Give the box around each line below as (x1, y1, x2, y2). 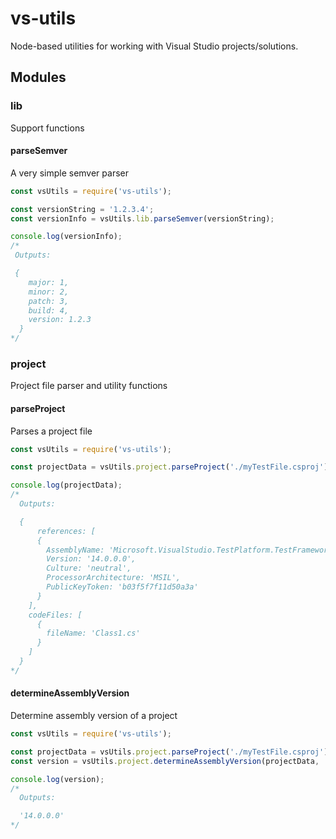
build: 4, (28, 305, 70, 316)
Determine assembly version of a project (10, 710, 178, 722)
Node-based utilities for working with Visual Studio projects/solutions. (10, 40, 299, 52)
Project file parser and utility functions (10, 380, 168, 392)
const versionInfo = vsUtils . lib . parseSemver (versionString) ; (10, 213, 275, 224)
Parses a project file (10, 425, 93, 437)
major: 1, (28, 277, 70, 287)
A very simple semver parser (10, 167, 129, 179)
